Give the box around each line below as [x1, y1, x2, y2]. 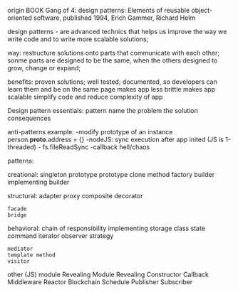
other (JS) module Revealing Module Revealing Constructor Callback [7, 270, 209, 279]
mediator [7, 245, 33, 252]
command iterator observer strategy [7, 232, 114, 240]
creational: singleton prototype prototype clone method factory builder [7, 171, 215, 178]
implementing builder [7, 178, 70, 186]
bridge [7, 212, 27, 219]
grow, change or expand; [7, 64, 81, 72]
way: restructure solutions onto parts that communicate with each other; [7, 49, 219, 57]
